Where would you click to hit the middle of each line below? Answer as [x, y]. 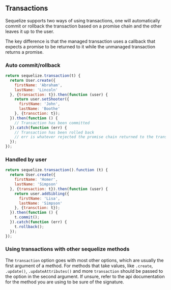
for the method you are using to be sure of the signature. [65, 282]
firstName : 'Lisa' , [39, 198]
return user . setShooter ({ [42, 99]
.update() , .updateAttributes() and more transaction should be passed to [84, 271]
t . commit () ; [27, 217]
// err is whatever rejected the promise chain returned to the [84, 137]
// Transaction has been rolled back [54, 132]
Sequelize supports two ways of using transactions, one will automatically [83, 20]
